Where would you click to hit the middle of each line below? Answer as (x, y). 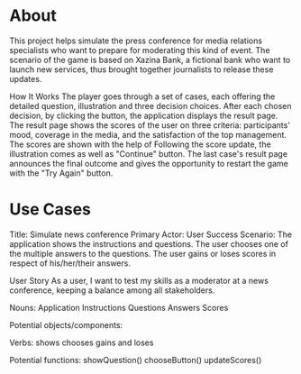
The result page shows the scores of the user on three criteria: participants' (150, 125)
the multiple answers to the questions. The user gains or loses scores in (143, 253)
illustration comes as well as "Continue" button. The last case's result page (149, 153)
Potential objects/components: (66, 324)
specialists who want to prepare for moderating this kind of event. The (140, 50)
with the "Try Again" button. (61, 173)
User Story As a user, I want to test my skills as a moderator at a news (139, 280)
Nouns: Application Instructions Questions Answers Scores (119, 307)
